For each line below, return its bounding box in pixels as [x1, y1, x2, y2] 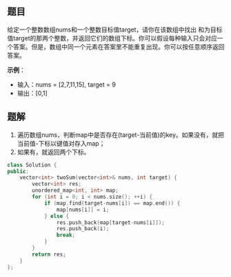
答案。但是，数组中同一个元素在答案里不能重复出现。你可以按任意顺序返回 [12, 43, 225, 51]
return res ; [32, 251, 67, 258]
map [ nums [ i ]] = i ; [56, 206, 110, 213]
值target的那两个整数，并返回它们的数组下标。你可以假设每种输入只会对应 [7, 34, 217, 42]
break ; [56, 232, 76, 239]
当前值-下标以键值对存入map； [17, 139, 106, 147]
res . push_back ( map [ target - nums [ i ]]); [56, 219, 165, 226]
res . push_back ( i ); [56, 225, 110, 232]
